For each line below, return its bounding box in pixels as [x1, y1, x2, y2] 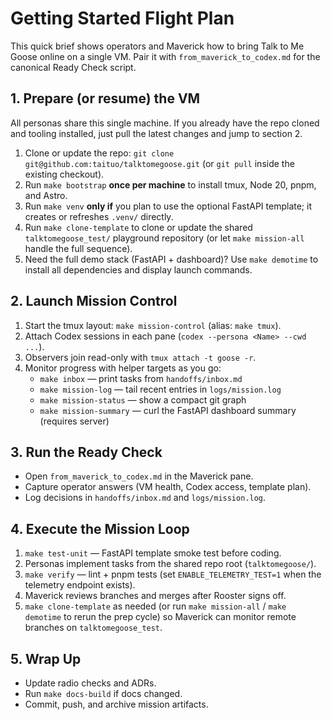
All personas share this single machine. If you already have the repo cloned [10, 117, 320, 129]
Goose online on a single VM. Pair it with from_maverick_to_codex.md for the [10, 50, 321, 62]
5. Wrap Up [10, 650, 82, 667]
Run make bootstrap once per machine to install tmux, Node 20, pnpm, [24, 178, 317, 191]
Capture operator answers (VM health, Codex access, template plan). [24, 481, 312, 493]
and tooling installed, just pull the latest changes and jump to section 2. [10, 127, 303, 139]
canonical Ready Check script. [10, 61, 137, 73]
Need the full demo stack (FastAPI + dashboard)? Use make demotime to [24, 253, 319, 265]
